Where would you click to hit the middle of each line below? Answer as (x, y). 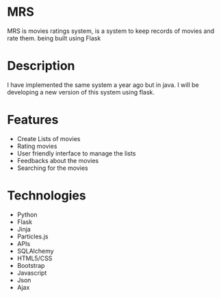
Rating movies (37, 146)
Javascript (32, 273)
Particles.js (32, 236)
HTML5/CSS (35, 258)
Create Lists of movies (49, 138)
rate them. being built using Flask (54, 38)
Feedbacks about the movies (58, 160)
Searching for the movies (52, 168)
